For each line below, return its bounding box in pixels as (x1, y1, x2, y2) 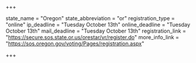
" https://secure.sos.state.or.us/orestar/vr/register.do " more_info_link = (5, 34, 179, 40)
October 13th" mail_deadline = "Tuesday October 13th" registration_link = (5, 27, 186, 34)
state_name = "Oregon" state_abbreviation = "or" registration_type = (5, 15, 175, 21)
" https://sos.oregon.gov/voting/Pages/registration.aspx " (5, 40, 144, 47)
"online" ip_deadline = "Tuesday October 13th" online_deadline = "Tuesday (5, 21, 191, 28)
